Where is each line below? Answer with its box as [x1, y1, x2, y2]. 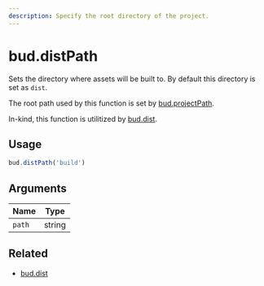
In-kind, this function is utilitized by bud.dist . [8, 114, 157, 123]
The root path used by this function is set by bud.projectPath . [8, 98, 214, 108]
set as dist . [8, 82, 47, 92]
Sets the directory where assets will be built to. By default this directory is [8, 74, 256, 84]
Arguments [8, 181, 68, 195]
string [43, 219, 67, 231]
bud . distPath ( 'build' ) [8, 159, 86, 167]
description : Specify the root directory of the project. [8, 11, 209, 20]
